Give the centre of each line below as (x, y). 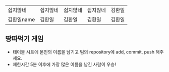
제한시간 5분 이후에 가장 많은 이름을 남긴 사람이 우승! (64, 64)
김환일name (21, 19)
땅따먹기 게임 (24, 39)
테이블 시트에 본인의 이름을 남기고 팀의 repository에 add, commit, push (83, 51)
